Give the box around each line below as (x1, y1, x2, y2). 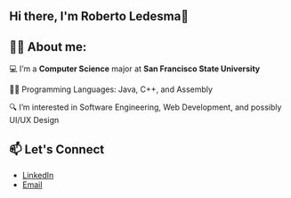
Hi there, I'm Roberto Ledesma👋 (9, 9, 190, 24)
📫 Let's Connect (9, 142, 105, 157)
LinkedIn (21, 170, 54, 181)
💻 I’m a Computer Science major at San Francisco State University (9, 63, 261, 74)
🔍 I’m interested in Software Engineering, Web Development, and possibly (9, 102, 282, 112)
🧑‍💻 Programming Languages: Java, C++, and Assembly (9, 84, 214, 95)
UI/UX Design (9, 115, 60, 126)
